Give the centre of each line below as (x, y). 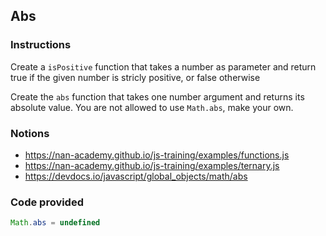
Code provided (47, 202)
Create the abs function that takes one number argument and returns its (157, 96)
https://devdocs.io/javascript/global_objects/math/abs (136, 176)
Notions (30, 133)
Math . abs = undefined (55, 223)
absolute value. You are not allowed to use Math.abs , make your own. (152, 107)
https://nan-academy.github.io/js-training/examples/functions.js (157, 155)
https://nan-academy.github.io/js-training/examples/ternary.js (152, 165)
